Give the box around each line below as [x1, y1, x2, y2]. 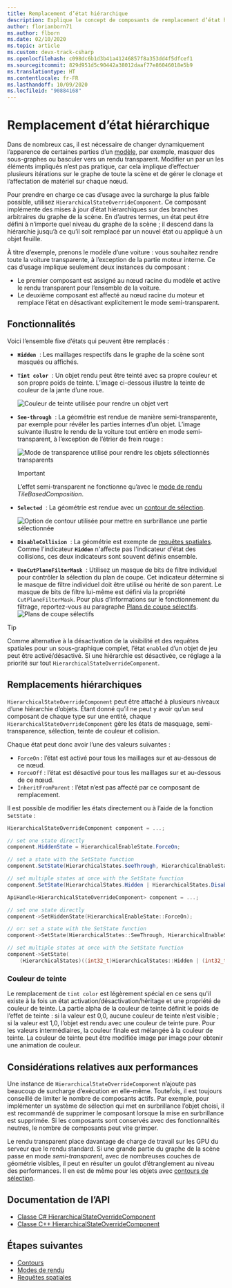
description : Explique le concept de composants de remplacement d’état [7, 17, 221, 24]
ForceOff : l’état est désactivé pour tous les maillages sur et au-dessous [17, 768, 222, 776]
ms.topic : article [7, 42, 60, 49]
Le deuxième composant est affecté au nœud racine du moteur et [17, 291, 205, 299]
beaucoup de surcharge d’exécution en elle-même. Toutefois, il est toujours [7, 1086, 222, 1095]
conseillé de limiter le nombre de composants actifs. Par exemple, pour [7, 1094, 209, 1102]
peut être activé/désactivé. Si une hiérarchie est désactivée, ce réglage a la [7, 651, 222, 659]
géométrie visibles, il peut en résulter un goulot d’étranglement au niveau [7, 1159, 215, 1167]
